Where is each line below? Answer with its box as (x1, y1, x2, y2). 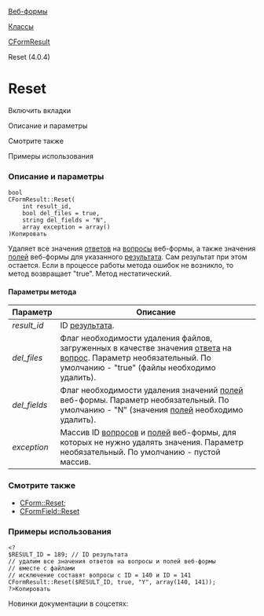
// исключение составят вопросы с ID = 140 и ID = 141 (8, 571, 192, 580)
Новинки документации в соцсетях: (8, 599, 129, 608)
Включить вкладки (8, 105, 71, 115)
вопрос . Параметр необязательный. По (60, 353, 212, 364)
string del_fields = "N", (22, 216, 108, 225)
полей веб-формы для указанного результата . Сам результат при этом (8, 252, 247, 262)
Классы (8, 22, 34, 31)
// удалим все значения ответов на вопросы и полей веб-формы (8, 558, 216, 566)
